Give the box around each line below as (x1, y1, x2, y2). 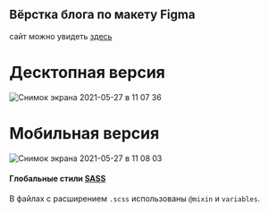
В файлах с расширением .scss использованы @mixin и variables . (9, 192, 261, 204)
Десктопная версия (9, 63, 165, 82)
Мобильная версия (9, 123, 160, 143)
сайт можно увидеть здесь (9, 30, 113, 41)
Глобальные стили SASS (9, 174, 106, 184)
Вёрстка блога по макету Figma (9, 7, 196, 22)
